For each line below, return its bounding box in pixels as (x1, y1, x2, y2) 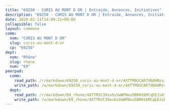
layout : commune (5, 26, 39, 31)
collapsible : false (5, 21, 47, 27)
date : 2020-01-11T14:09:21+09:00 (5, 17, 76, 22)
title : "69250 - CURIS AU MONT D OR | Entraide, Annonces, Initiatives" (5, 7, 162, 13)
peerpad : (5, 69, 24, 74)
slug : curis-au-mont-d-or (10, 41, 65, 46)
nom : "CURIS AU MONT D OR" (10, 36, 67, 41)
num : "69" (10, 64, 30, 69)
